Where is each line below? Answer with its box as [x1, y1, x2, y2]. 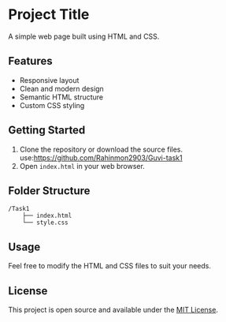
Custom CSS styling [19, 100, 85, 110]
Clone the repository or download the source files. [19, 144, 183, 154]
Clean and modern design [19, 84, 104, 93]
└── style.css [22, 219, 69, 227]
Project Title [8, 6, 90, 24]
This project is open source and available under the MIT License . [8, 305, 219, 314]
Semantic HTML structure [19, 92, 104, 102]
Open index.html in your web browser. [19, 161, 146, 170]
